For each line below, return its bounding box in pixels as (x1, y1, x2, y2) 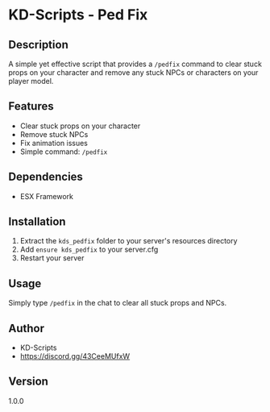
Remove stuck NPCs (19, 129, 89, 139)
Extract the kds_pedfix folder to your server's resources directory (19, 236, 238, 246)
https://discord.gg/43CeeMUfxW (19, 352, 131, 361)
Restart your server (19, 253, 85, 263)
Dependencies (8, 170, 83, 184)
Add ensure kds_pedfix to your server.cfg (19, 244, 159, 255)
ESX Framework (19, 191, 74, 201)
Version (8, 375, 48, 389)
